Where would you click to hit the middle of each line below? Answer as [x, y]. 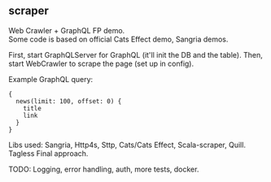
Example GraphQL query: [51, 79]
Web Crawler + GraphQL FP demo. [67, 30]
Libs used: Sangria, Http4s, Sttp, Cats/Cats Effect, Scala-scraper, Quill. [127, 145]
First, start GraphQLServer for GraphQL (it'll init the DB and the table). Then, [135, 54]
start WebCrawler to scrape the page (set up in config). [101, 63]
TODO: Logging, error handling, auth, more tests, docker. [104, 169]
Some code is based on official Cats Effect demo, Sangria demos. [118, 39]
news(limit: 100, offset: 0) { [69, 101]
